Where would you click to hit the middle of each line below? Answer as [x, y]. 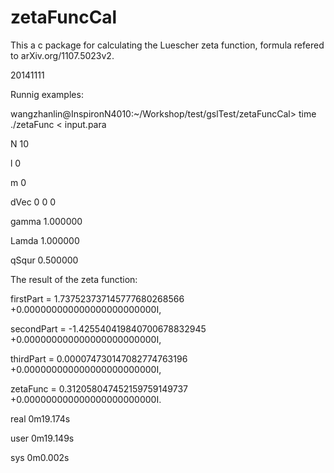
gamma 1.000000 [46, 221]
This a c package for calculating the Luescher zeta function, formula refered [167, 45]
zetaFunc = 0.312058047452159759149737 [99, 388]
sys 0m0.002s [40, 457]
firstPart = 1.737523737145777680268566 [97, 298]
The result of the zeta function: [74, 279]
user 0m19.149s [42, 438]
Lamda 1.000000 [45, 240]
